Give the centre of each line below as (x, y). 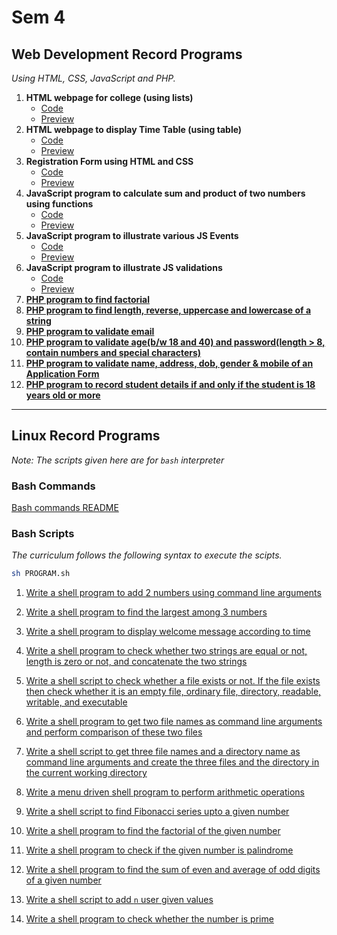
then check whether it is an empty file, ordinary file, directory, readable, (173, 692)
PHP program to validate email (90, 331)
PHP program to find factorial (88, 299)
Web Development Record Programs (127, 54)
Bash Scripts (43, 534)
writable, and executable (76, 702)
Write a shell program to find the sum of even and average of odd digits (173, 870)
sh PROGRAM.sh (41, 574)
